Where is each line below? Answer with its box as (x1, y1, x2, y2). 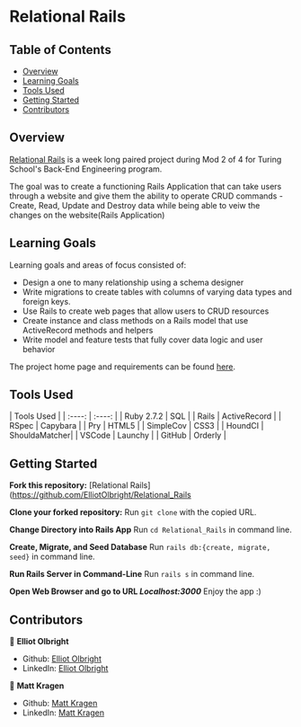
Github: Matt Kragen (22, 698, 98, 709)
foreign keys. (22, 296, 71, 306)
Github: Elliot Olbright (22, 653, 102, 664)
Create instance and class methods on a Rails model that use (22, 315, 249, 325)
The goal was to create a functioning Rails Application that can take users (9, 181, 282, 191)
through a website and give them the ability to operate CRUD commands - (9, 191, 283, 201)
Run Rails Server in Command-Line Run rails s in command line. (9, 569, 255, 580)
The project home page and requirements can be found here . (9, 361, 236, 372)
